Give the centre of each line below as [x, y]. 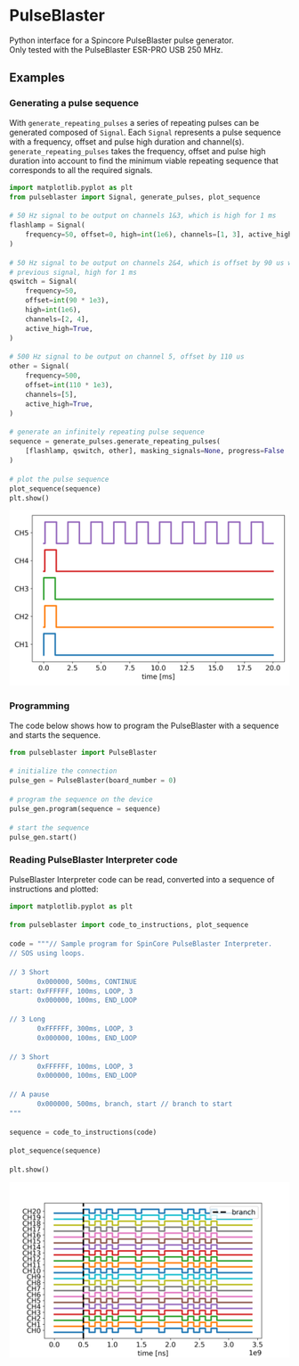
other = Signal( [39, 367]
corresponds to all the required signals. [81, 170]
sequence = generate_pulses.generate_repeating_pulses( [115, 442]
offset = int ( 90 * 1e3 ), [67, 301]
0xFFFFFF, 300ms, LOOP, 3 [85, 1029]
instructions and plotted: [54, 889]
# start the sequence [49, 828]
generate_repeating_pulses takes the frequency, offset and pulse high [137, 151]
